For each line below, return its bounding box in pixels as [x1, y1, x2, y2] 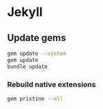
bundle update [7, 63, 48, 70]
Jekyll [7, 4, 43, 20]
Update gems [7, 32, 66, 44]
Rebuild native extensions [7, 79, 96, 89]
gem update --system [7, 50, 67, 57]
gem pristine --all [7, 95, 64, 102]
